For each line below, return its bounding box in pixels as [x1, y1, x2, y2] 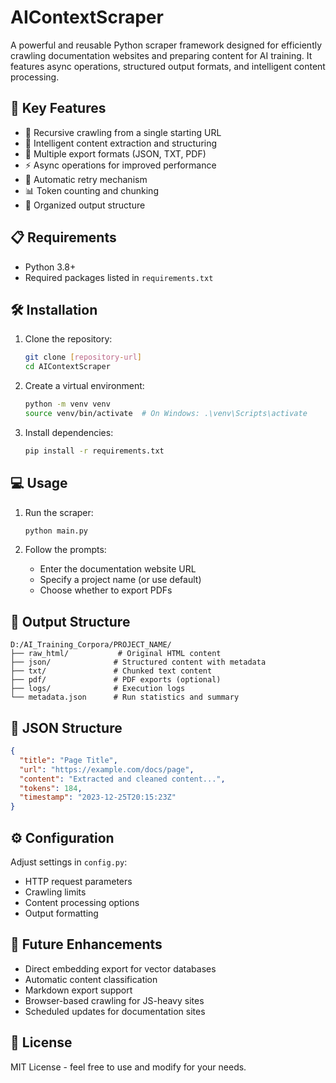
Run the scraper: [24, 506, 94, 518]
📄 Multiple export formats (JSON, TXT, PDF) [24, 147, 207, 160]
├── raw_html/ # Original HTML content [10, 649, 222, 659]
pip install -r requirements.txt [24, 446, 165, 456]
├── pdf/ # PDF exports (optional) [10, 675, 222, 685]
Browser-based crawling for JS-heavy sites [24, 994, 205, 1006]
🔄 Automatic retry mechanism [24, 173, 148, 185]
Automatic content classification [24, 973, 158, 985]
